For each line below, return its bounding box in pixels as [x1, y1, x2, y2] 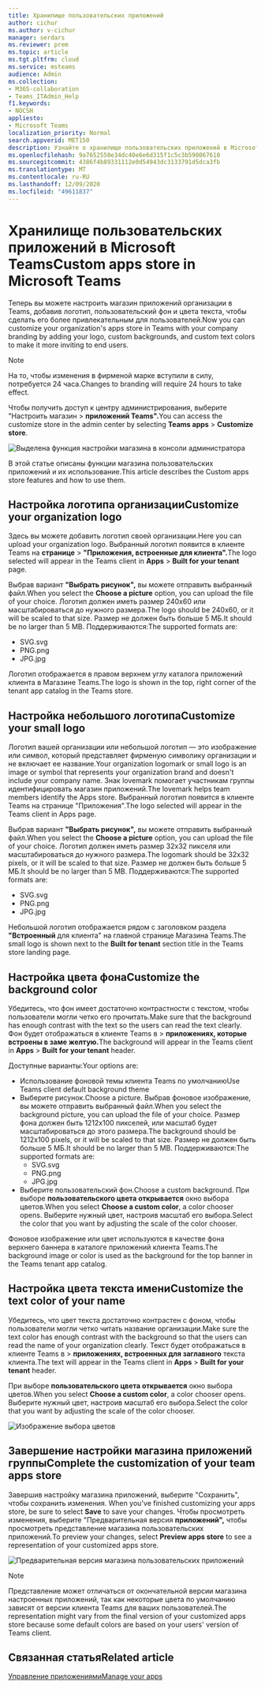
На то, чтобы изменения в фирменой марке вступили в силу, [8, 370, 215, 380]
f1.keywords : [8, 99, 51, 107]
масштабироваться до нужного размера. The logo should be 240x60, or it [8, 605, 254, 615]
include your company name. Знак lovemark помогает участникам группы [8, 776, 255, 785]
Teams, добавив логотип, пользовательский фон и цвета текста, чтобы [8, 306, 247, 316]
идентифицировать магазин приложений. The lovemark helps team [8, 785, 230, 794]
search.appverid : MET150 [8, 136, 90, 144]
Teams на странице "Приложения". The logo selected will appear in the [8, 801, 242, 811]
